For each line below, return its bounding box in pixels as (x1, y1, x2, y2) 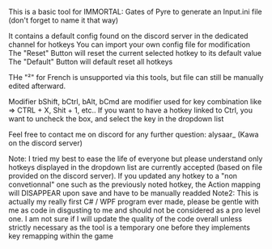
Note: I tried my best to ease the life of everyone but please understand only (8, 154, 263, 163)
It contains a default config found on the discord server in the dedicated (8, 32, 249, 40)
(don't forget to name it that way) (8, 15, 119, 25)
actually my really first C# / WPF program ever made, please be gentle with (8, 197, 259, 206)
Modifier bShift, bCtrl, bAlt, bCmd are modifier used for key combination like (8, 97, 262, 106)
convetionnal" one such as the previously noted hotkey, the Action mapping (8, 179, 261, 189)
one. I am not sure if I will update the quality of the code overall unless (8, 214, 243, 223)
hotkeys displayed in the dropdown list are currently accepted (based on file (8, 162, 263, 172)
